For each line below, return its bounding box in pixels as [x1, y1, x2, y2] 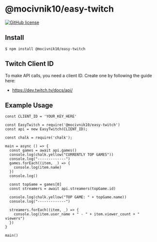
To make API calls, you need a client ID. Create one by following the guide [5, 72, 152, 78]
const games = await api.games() [9, 148, 77, 153]
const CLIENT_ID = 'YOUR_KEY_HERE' [5, 114, 77, 119]
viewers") [5, 216, 25, 221]
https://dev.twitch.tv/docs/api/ [12, 87, 73, 93]
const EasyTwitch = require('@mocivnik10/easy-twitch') [5, 122, 120, 127]
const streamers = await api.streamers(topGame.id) [9, 186, 116, 191]
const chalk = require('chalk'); [5, 135, 73, 140]
